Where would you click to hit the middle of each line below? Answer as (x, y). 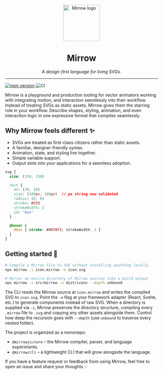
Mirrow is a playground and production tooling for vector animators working (81, 95)
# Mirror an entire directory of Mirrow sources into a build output (77, 279)
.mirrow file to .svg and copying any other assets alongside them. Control (78, 313)
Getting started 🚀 (32, 254)
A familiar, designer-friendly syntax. (48, 147)
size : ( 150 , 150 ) (27, 176)
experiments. (25, 347)
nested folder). (20, 323)
